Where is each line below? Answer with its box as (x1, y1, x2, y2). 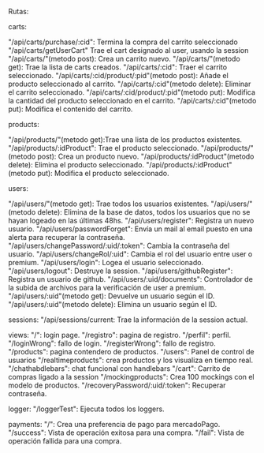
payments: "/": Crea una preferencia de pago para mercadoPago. (8, 420, 221, 429)
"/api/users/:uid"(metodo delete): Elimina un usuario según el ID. (8, 300, 218, 309)
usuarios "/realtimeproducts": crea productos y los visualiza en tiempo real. (8, 355, 254, 365)
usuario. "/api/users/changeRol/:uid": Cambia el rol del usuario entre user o (8, 249, 253, 259)
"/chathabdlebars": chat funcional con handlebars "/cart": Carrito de (8, 364, 231, 373)
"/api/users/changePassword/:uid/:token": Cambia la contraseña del (8, 241, 230, 250)
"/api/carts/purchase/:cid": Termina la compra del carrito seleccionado (8, 37, 238, 47)
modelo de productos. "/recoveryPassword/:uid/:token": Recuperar (8, 380, 226, 390)
